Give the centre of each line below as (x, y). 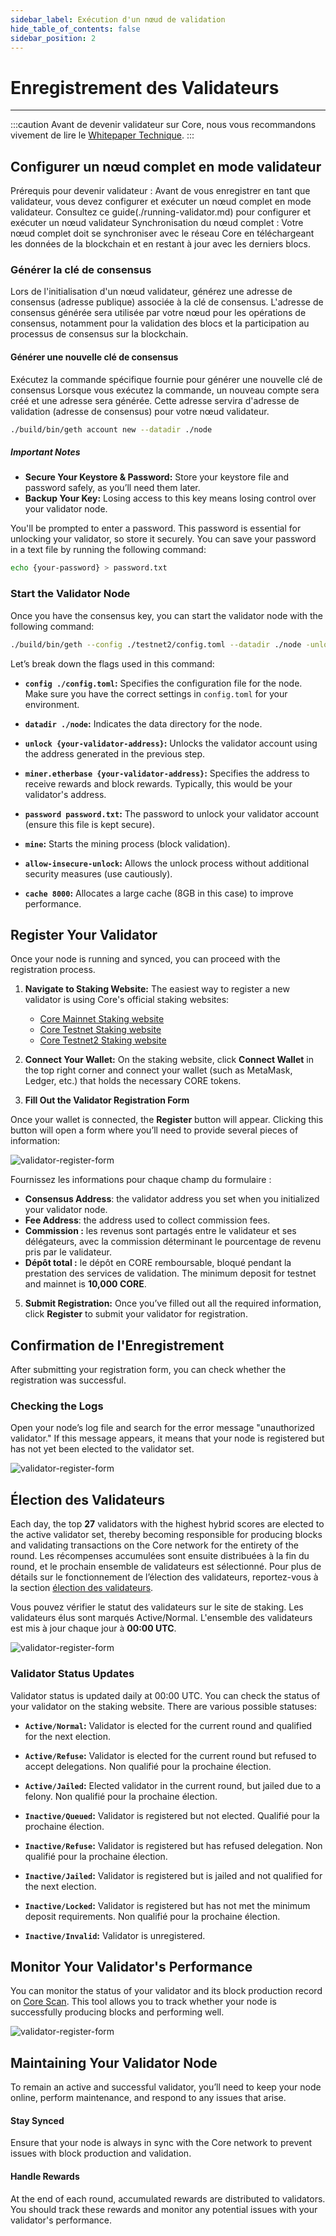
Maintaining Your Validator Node (114, 2062)
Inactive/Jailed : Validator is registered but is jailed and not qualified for (173, 1875)
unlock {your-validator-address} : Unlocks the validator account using (171, 743)
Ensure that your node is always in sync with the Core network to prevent (161, 2143)
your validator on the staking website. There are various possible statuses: (164, 1706)
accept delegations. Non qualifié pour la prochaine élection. (148, 1766)
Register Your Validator (84, 934)
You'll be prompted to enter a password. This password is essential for (156, 528)
